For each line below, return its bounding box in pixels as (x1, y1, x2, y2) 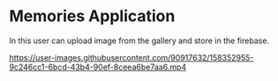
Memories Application (9, 6, 176, 26)
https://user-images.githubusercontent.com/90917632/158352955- (9, 52, 254, 63)
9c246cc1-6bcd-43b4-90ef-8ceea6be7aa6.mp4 (9, 62, 187, 72)
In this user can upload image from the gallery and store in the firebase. (9, 35, 270, 46)
